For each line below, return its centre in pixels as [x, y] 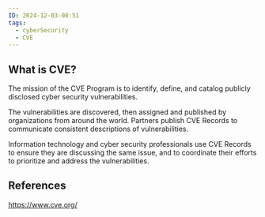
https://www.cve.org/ [43, 204]
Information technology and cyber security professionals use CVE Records [130, 144]
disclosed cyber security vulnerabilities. [73, 97]
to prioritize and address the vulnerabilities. [79, 161]
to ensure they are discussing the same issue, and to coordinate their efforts [132, 153]
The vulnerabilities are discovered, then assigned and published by [117, 112]
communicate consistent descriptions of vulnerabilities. [98, 129]
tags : [17, 23]
